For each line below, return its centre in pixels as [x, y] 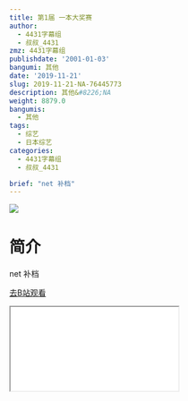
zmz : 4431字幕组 [38, 51]
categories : [31, 150]
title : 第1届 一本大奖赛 [51, 17]
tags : [19, 126]
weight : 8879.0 [38, 101]
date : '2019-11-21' [46, 76]
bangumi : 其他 [34, 68]
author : [24, 26]
